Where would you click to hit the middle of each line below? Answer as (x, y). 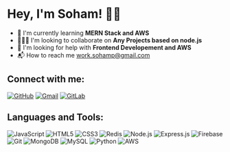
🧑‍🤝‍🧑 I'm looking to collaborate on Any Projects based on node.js (110, 40)
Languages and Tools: (56, 117)
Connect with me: (46, 79)
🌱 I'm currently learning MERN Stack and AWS (83, 33)
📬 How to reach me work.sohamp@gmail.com (83, 55)
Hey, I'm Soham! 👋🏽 (64, 14)
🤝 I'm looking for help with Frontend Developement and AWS (104, 47)
